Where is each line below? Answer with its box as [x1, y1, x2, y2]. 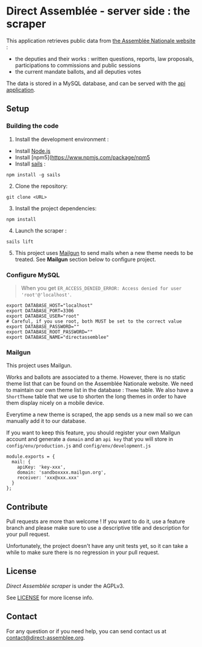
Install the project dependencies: [14, 204, 97, 212]
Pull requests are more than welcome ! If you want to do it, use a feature [6, 518, 185, 525]
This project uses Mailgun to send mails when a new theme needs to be [14, 249, 194, 256]
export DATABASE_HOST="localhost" [6, 302, 93, 309]
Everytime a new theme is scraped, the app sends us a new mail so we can [6, 411, 193, 418]
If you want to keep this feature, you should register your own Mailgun [6, 429, 181, 436]
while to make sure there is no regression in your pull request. [6, 549, 160, 556]
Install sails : [14, 160, 46, 167]
